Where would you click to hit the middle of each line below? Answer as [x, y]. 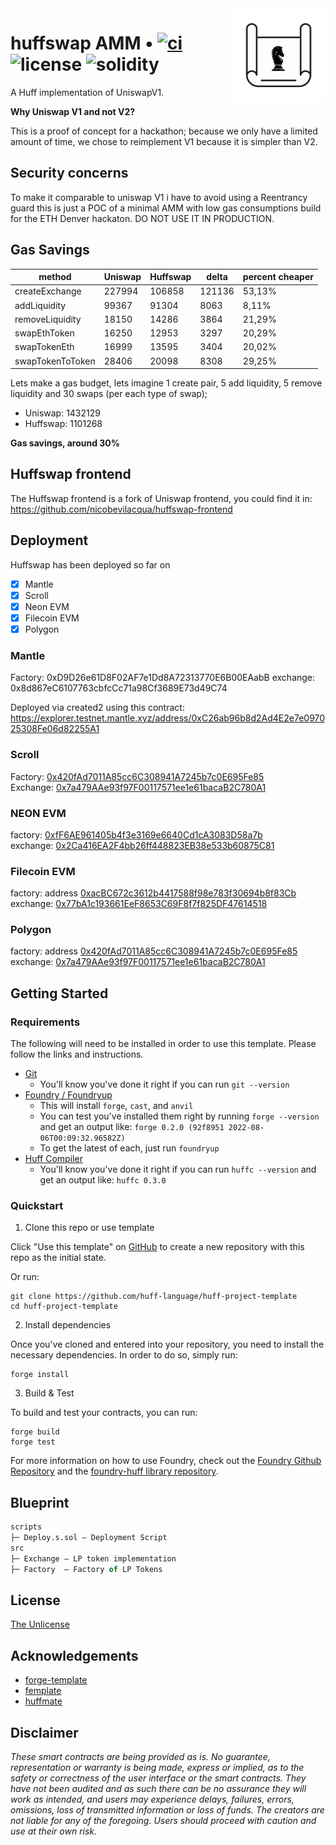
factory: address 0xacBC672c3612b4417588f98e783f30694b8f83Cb [153, 893]
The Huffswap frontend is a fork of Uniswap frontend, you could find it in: [161, 498]
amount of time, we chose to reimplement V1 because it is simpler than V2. [164, 141]
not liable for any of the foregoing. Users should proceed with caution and [163, 1821]
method [55, 277]
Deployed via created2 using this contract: [97, 708]
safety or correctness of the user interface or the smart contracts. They [158, 1778]
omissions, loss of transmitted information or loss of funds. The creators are [167, 1810]
